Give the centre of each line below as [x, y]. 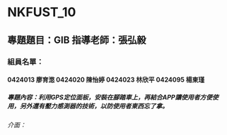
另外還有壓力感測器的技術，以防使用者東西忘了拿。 [94, 105]
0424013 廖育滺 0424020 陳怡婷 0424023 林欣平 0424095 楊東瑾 [106, 80]
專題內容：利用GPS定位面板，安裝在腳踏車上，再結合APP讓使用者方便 [110, 97]
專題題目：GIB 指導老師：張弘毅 [77, 40]
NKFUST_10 [42, 12]
